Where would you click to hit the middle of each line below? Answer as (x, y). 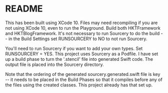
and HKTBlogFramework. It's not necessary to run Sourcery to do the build (82, 33)
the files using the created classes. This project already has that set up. (79, 85)
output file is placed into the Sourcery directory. (55, 64)
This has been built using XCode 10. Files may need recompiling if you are (81, 23)
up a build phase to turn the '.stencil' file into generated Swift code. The (79, 59)
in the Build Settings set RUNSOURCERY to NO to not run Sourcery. (78, 39)
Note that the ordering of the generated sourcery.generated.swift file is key (83, 74)
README (24, 9)
